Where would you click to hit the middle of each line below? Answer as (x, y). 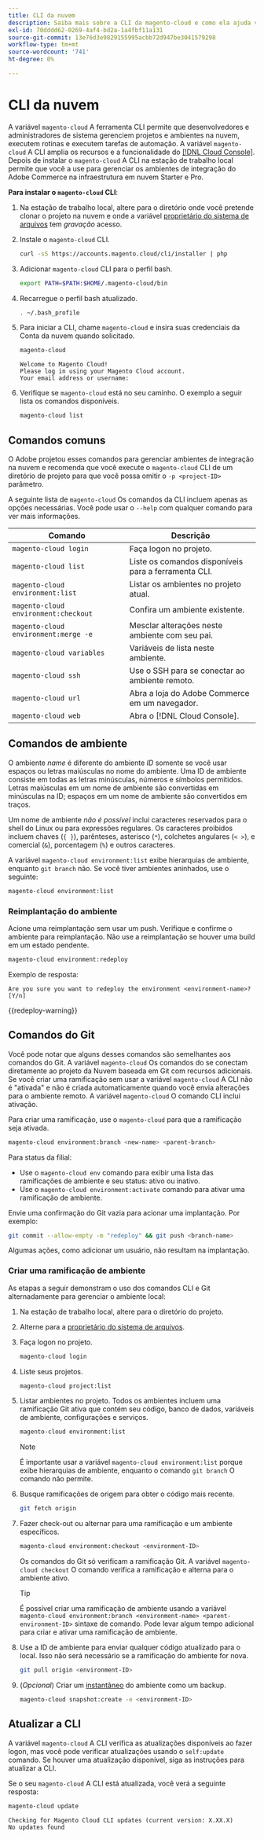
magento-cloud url (46, 698)
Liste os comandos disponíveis (186, 561)
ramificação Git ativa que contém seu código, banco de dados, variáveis (137, 1409)
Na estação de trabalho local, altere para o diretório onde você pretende (136, 207)
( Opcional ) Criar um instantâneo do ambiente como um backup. (123, 1685)
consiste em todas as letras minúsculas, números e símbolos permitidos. (126, 779)
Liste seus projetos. (51, 1371)
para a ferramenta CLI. (171, 571)
